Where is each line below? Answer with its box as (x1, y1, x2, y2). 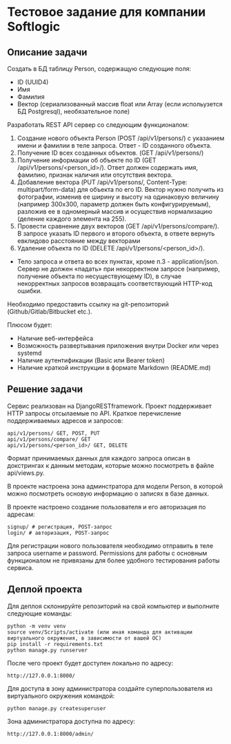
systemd (17, 349, 42, 357)
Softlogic (7, 19, 61, 35)
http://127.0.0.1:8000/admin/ (7, 730, 94, 737)
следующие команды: (7, 609, 72, 618)
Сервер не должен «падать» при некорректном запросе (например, (17, 265, 221, 273)
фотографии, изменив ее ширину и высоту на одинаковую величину (17, 193, 219, 201)
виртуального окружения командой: (7, 692, 115, 700)
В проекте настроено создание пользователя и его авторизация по (7, 502, 206, 511)
